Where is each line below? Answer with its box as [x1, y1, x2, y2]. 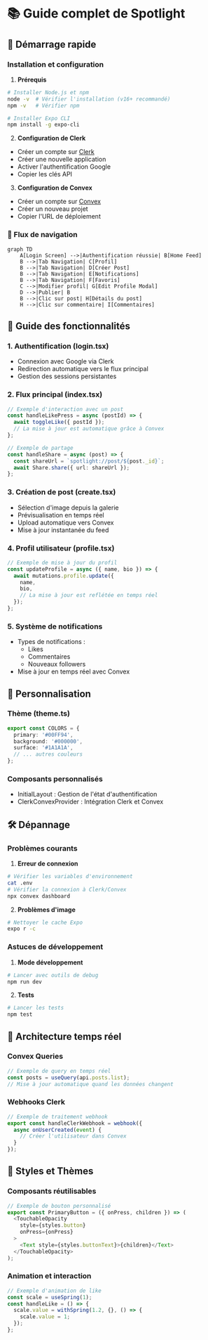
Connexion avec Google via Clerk [17, 357, 114, 366]
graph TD [7, 245, 33, 253]
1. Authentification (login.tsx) [7, 341, 109, 351]
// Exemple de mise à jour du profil [7, 559, 118, 566]
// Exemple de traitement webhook [7, 1113, 109, 1120]
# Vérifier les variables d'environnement [7, 873, 133, 880]
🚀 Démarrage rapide [7, 38, 97, 50]
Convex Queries [7, 1052, 64, 1062]
